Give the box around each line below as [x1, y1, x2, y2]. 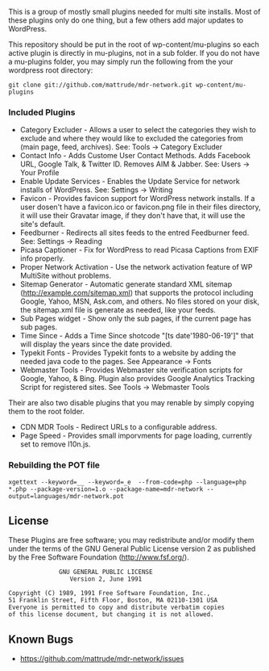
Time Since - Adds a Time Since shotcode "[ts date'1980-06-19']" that [19, 331, 254, 341]
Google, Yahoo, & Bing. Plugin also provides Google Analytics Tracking [19, 374, 255, 384]
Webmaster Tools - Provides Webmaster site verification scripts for [19, 365, 243, 375]
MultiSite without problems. [19, 270, 111, 281]
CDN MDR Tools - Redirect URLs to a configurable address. [19, 422, 217, 432]
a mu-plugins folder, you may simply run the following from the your [8, 57, 234, 66]
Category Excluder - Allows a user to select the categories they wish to [19, 125, 256, 135]
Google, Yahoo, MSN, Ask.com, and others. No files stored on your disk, [19, 296, 260, 306]
